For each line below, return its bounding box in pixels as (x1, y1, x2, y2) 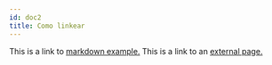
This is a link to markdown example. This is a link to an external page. (9, 45, 263, 56)
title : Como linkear (9, 21, 86, 30)
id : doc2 (9, 12, 42, 22)
